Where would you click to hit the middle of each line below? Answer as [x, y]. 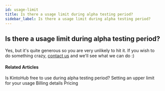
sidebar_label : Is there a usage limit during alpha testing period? [78, 19]
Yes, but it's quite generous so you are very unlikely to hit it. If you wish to [80, 51]
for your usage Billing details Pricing [42, 83]
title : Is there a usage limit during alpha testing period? [69, 14]
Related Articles [22, 67]
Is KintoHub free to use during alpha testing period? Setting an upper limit [80, 78]
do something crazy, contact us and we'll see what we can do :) [70, 56]
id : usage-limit [22, 10]
